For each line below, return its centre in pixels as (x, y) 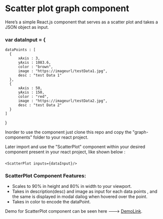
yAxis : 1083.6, (34, 63)
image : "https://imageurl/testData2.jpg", (63, 101)
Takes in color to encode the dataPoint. (51, 202)
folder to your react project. (61, 137)
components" (19, 137)
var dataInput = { (25, 39)
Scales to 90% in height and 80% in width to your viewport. (72, 186)
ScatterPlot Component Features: (45, 176)
